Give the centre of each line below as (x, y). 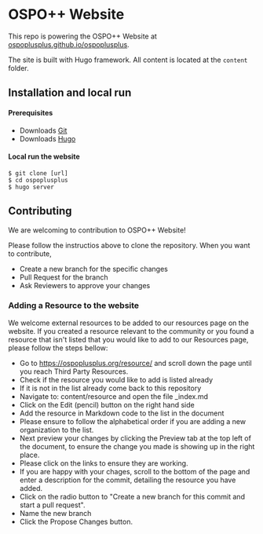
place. (29, 455)
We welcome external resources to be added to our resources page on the (129, 323)
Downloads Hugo (47, 138)
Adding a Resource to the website (74, 305)
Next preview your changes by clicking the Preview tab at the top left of (135, 438)
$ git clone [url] (38, 173)
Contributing (40, 211)
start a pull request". (52, 505)
